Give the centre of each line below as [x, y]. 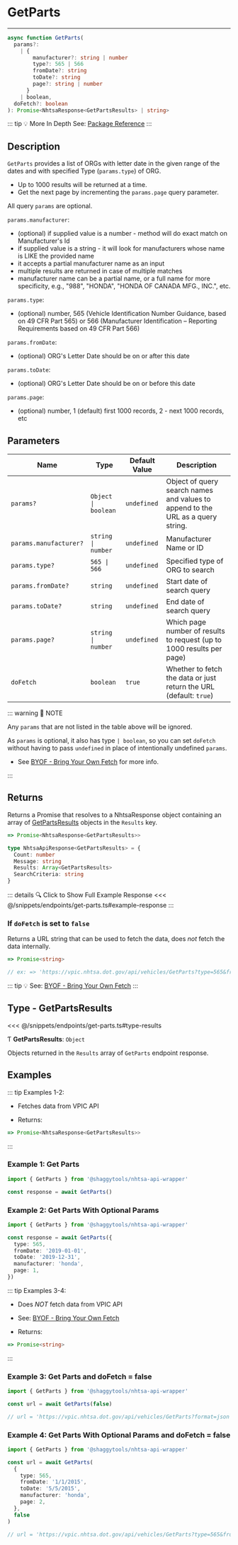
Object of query [192, 481]
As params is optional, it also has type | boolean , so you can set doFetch [112, 741]
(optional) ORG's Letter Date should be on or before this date [107, 384]
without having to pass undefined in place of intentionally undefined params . [117, 748]
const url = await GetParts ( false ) [60, 1404]
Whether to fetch [194, 669]
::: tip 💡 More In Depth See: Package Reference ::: [80, 124]
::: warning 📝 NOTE [35, 713]
